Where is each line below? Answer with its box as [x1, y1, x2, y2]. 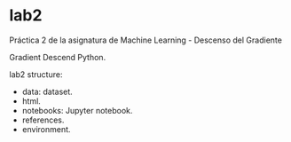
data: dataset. [21, 86, 73, 97]
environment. [21, 123, 71, 134]
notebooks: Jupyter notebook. [21, 105, 133, 115]
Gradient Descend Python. [9, 51, 106, 62]
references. [21, 114, 65, 125]
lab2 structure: [9, 68, 63, 80]
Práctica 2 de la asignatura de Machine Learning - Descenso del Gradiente [9, 35, 282, 45]
